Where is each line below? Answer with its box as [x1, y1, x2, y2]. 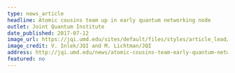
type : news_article [7, 10, 64, 17]
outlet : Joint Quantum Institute [7, 23, 105, 30]
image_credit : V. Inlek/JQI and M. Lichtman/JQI [7, 42, 152, 49]
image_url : [7, 36, 39, 43]
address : [7, 49, 33, 56]
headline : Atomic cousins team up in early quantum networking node [7, 17, 211, 24]
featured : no [7, 56, 45, 63]
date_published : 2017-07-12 [7, 29, 90, 37]
